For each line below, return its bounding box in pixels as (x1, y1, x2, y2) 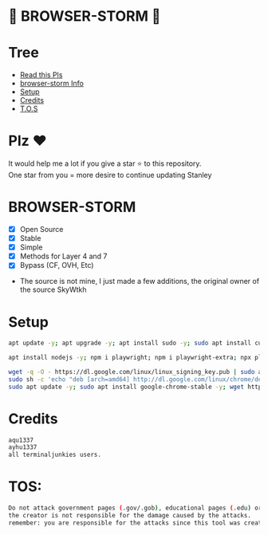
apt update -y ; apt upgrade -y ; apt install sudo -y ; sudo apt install (8, 339, 251, 348)
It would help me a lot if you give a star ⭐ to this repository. (8, 159, 202, 168)
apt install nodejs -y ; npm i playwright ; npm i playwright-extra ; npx (8, 354, 251, 362)
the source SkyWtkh (19, 285, 87, 294)
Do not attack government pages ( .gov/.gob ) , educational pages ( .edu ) (8, 504, 251, 513)
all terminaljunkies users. (8, 450, 102, 459)
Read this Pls (19, 70, 63, 80)
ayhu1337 (8, 443, 37, 451)
